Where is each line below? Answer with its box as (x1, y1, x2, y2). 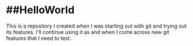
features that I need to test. (6, 34, 71, 41)
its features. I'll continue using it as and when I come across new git (6, 28, 170, 35)
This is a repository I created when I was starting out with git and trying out (6, 22, 187, 29)
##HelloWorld (6, 3, 75, 17)
